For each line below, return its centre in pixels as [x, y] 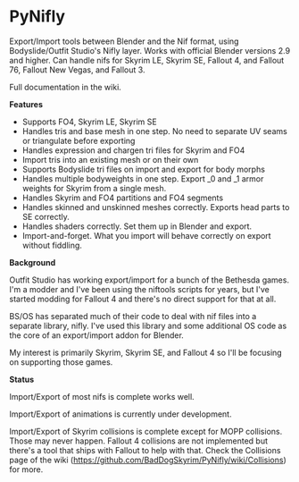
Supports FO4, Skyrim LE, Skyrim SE [90, 122]
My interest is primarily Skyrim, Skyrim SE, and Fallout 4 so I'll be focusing [146, 352]
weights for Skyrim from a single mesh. [94, 188]
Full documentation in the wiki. [66, 87]
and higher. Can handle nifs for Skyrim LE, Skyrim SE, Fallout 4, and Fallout [147, 60]
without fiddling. [52, 245]
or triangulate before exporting [79, 140]
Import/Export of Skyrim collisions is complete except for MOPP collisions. [146, 431]
